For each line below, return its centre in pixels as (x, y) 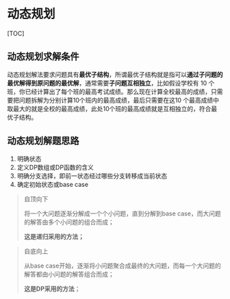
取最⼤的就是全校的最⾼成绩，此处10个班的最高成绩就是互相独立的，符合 (109, 108)
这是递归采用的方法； (54, 236)
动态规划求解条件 (43, 56)
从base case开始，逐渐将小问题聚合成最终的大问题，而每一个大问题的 (122, 265)
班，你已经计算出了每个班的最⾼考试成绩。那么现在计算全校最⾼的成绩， (109, 91)
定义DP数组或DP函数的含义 (55, 167)
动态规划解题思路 (43, 141)
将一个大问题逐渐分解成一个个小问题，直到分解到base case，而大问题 (122, 213)
